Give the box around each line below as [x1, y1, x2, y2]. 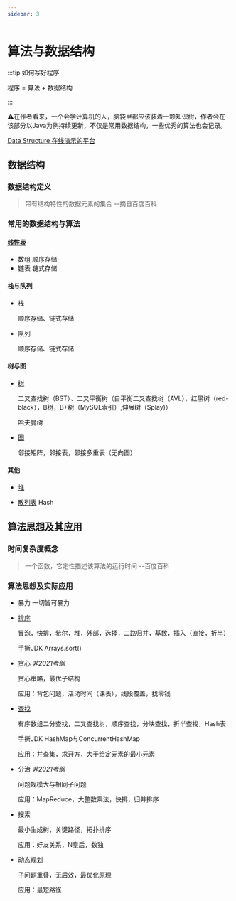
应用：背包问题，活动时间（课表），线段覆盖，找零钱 [17, 689, 171, 698]
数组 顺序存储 [17, 255, 58, 264]
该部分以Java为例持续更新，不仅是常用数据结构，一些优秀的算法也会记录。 [7, 121, 227, 129]
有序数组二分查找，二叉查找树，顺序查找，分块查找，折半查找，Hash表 [17, 719, 226, 727]
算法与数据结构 [7, 43, 95, 59]
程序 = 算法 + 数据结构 [7, 83, 73, 92]
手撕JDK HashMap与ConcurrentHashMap [17, 734, 140, 743]
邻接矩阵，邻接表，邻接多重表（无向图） [17, 448, 136, 457]
